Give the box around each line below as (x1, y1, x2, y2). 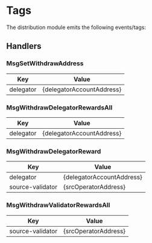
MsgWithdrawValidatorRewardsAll (6, 201, 110, 209)
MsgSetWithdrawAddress (6, 59, 84, 68)
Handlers (6, 41, 42, 51)
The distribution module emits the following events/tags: (6, 24, 147, 31)
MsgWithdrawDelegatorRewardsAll (6, 103, 113, 112)
